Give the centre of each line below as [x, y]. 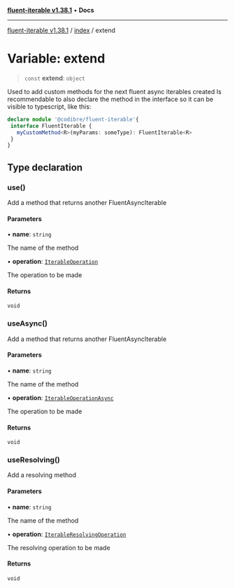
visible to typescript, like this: [49, 106]
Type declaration [45, 167]
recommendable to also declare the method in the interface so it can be [110, 99]
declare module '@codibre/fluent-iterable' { [73, 119]
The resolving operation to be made [59, 547]
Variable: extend [56, 59]
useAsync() [27, 323]
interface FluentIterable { [51, 126]
